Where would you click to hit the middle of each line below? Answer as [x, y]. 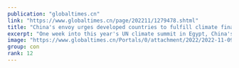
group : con [23, 47]
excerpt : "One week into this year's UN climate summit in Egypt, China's [121, 34]
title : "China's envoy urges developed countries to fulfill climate [113, 27]
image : [17, 40]
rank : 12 [20, 54]
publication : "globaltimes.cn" [54, 14]
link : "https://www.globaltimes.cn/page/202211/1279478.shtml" [103, 21]
